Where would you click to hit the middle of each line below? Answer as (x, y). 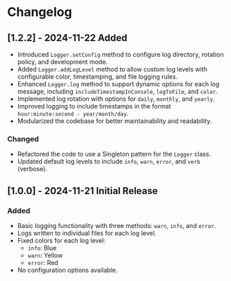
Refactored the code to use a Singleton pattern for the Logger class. (114, 154)
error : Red (43, 262)
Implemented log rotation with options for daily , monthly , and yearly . (116, 99)
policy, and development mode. (62, 62)
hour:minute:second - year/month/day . (73, 113)
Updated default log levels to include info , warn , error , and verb (109, 161)
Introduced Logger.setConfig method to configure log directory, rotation (120, 54)
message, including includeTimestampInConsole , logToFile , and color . (117, 91)
